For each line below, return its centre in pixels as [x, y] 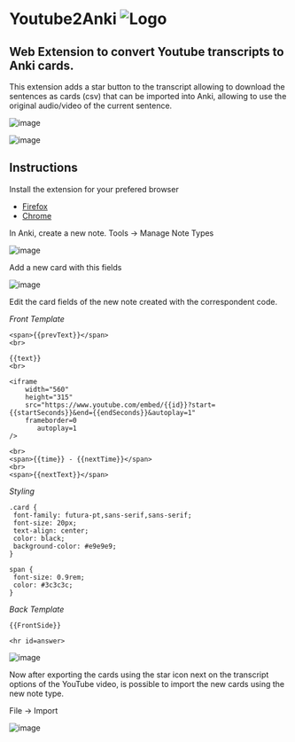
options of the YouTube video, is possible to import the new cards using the [147, 683]
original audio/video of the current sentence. [91, 105]
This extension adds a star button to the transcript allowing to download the [147, 87]
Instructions [43, 168]
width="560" [47, 389]
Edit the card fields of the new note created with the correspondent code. [143, 301]
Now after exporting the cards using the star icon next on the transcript [139, 675]
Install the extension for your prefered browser [94, 189]
